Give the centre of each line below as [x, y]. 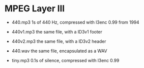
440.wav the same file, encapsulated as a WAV [59, 51]
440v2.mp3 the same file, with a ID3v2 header [59, 41]
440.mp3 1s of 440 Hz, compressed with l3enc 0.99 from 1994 [75, 22]
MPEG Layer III [35, 9]
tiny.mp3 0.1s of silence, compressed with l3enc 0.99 [65, 60]
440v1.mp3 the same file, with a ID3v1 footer [57, 32]
